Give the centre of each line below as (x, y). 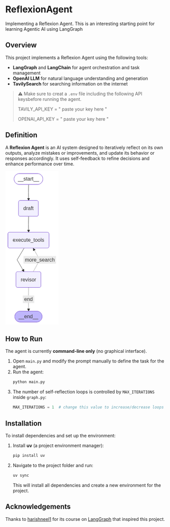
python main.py (29, 382)
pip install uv (29, 455)
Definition (21, 135)
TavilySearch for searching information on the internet (70, 83)
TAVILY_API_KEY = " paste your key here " (62, 109)
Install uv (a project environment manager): (58, 445)
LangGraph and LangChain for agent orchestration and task (76, 67)
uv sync (21, 475)
